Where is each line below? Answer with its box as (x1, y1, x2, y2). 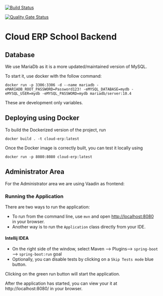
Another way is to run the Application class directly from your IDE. (12, 224, 146, 229)
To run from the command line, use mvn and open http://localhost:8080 (12, 213, 154, 219)
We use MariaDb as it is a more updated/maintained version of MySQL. (5, 64, 147, 69)
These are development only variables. (5, 100, 83, 105)
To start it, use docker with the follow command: (5, 73, 102, 79)
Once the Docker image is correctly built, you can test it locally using (5, 145, 143, 151)
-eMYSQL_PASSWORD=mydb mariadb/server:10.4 (42, 91, 132, 96)
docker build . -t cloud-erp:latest (5, 136, 79, 141)
